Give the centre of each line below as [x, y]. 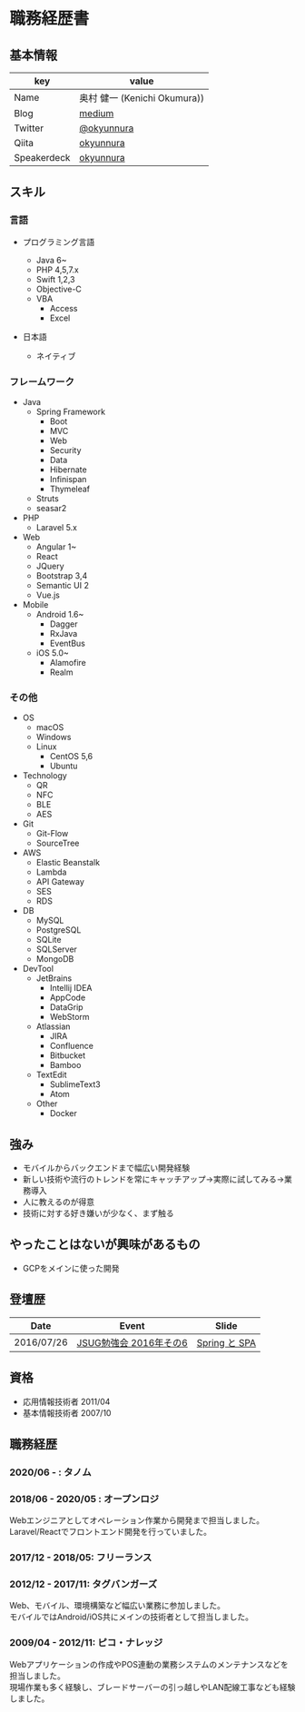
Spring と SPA [226, 1342]
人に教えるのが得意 [59, 1202]
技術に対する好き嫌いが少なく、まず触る [98, 1213]
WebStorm [69, 1017]
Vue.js [48, 595]
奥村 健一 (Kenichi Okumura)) [142, 98]
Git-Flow [52, 834]
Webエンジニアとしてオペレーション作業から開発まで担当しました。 [137, 1520]
